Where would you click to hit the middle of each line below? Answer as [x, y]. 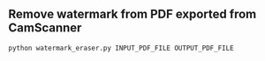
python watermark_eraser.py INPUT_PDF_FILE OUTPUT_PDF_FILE [121, 48]
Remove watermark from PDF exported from [132, 14]
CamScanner [45, 28]
